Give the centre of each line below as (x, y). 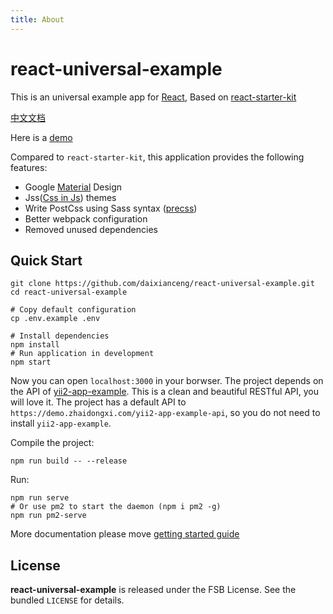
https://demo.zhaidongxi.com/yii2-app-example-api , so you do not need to (165, 413)
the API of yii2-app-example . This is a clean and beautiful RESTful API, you (165, 392)
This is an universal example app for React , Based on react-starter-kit (153, 97)
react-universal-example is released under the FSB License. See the (153, 590)
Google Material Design (73, 187)
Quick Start (46, 260)
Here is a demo (41, 137)
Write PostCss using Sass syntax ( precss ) (111, 208)
